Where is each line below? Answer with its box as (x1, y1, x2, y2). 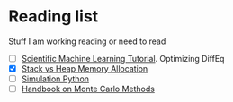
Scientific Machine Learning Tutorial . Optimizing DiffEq (21, 53, 225, 64)
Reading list (8, 6, 99, 27)
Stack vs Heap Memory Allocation (21, 64, 148, 73)
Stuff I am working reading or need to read (8, 36, 166, 47)
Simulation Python (21, 73, 90, 84)
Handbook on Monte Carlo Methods (21, 83, 155, 95)
